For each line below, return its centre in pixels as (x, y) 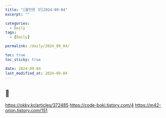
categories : (17, 23)
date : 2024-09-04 (23, 68)
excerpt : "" (17, 14)
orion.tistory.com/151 (27, 111)
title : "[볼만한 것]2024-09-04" (36, 10)
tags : (11, 33)
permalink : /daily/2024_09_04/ (37, 46)
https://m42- (148, 105)
